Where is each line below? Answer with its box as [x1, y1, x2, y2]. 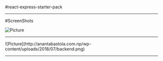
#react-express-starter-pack [5, 4, 63, 10]
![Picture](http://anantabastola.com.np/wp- [5, 41, 91, 47]
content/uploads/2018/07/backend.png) [5, 46, 85, 52]
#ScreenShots [5, 18, 33, 24]
